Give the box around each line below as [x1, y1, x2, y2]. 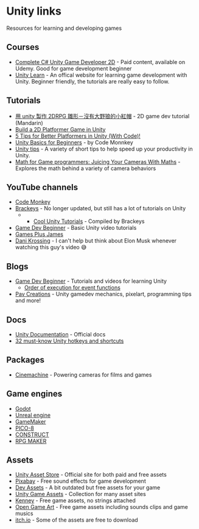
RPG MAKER [15, 437, 47, 444]
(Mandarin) [15, 119, 44, 126]
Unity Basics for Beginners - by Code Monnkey [15, 138, 134, 146]
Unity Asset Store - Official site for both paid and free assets [15, 471, 167, 478]
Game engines [6, 389, 63, 399]
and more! [15, 297, 41, 304]
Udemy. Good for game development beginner [15, 65, 132, 72]
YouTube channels [6, 182, 78, 193]
